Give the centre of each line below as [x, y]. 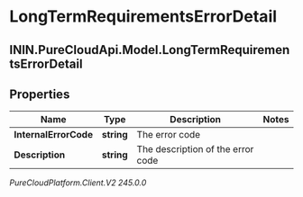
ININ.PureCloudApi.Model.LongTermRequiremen [150, 50]
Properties [40, 94]
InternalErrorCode [53, 135]
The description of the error [195, 149]
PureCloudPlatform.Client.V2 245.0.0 [78, 183]
